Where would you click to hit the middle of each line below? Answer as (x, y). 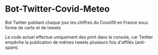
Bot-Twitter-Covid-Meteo (57, 9)
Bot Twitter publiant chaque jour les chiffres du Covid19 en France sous (77, 22)
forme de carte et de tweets (33, 27)
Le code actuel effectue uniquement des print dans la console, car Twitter (79, 37)
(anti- (140, 42)
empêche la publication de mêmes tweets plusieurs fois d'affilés (70, 42)
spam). (12, 47)
